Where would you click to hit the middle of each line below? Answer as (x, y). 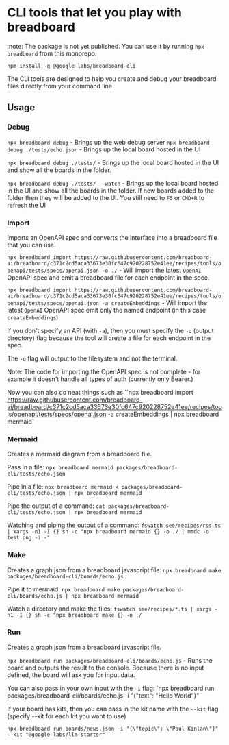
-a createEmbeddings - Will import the (154, 302)
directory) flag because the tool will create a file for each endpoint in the (109, 338)
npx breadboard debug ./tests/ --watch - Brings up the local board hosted (113, 183)
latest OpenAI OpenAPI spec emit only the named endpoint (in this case (107, 310)
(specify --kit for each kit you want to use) (67, 716)
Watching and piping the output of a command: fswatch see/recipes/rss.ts (114, 525)
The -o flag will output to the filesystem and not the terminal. (92, 358)
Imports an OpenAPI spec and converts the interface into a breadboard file (112, 237)
